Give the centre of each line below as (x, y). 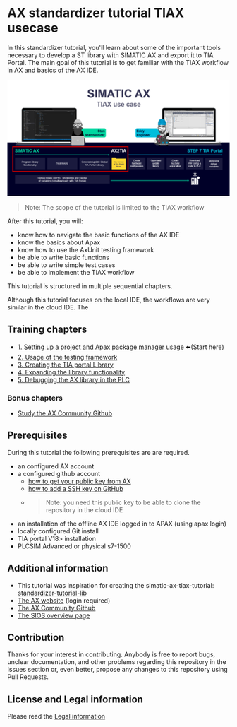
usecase (33, 28)
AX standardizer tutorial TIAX (96, 13)
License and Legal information (75, 699)
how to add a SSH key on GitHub (75, 488)
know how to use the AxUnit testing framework (86, 249)
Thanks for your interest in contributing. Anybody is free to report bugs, (111, 654)
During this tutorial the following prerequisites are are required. (99, 452)
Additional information (58, 568)
